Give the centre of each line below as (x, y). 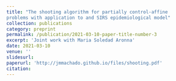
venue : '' (19, 52)
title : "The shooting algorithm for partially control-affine (87, 12)
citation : (19, 69)
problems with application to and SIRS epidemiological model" (89, 18)
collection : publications (39, 23)
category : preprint (31, 29)
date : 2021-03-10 (28, 46)
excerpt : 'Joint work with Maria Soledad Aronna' (71, 40)
